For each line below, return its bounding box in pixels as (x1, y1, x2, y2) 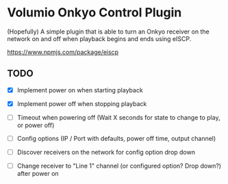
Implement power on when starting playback (16, 86, 144, 94)
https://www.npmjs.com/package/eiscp (7, 48, 118, 56)
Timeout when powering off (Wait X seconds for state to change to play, (16, 113, 220, 121)
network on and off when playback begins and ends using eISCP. (7, 34, 192, 42)
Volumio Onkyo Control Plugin (7, 5, 182, 21)
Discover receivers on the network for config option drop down (16, 148, 195, 156)
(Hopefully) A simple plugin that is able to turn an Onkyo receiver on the (7, 27, 210, 36)
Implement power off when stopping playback (16, 99, 147, 107)
